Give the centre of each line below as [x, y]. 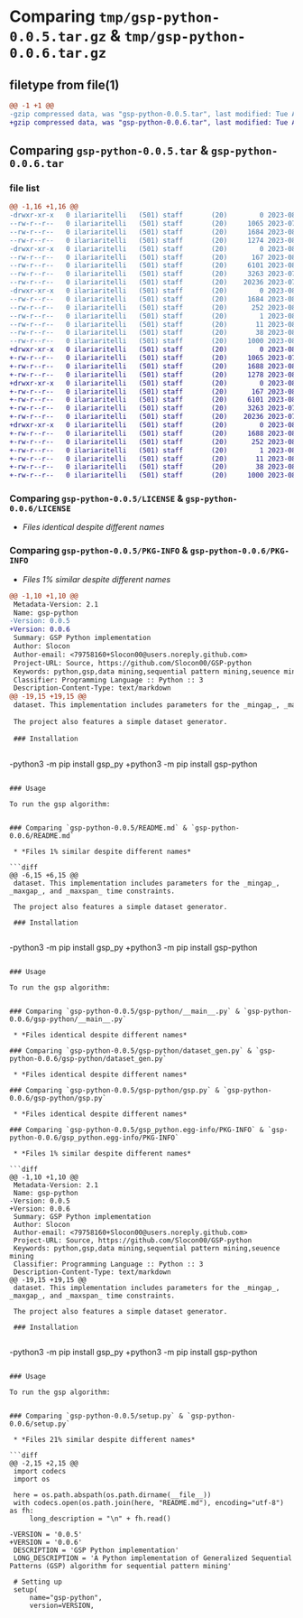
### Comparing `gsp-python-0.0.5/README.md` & [98, 828]
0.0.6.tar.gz [58, 54]
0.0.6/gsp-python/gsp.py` [58, 1099]
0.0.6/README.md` [42, 836]
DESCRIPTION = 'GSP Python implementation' [96, 1550]
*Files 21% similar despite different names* [108, 1440]
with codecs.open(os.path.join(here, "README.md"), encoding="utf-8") [148, 1503]
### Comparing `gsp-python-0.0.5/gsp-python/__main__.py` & [125, 1012]
